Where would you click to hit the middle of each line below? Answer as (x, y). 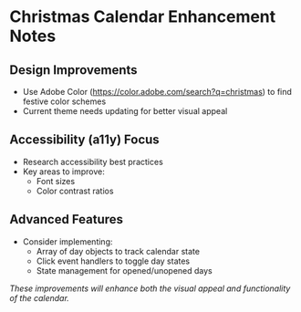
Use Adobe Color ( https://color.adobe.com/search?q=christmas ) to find (157, 92)
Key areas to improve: (63, 172)
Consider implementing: (67, 241)
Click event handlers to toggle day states (113, 261)
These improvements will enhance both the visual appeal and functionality (150, 288)
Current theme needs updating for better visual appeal (125, 111)
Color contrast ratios (75, 191)
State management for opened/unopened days (124, 270)
